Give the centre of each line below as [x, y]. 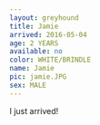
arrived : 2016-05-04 [49, 34]
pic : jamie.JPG [38, 77]
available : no [36, 52]
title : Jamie [34, 26]
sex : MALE [28, 85]
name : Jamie [32, 69]
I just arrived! [34, 111]
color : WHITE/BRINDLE [50, 60]
